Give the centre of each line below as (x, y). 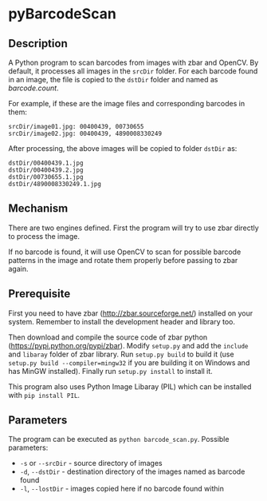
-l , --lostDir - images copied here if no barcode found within (122, 489)
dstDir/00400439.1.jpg (46, 163)
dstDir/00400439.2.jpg (46, 170)
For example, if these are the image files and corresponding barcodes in (127, 103)
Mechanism (38, 209)
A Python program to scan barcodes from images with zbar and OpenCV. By (133, 62)
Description (38, 44)
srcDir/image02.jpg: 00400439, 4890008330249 (85, 133)
